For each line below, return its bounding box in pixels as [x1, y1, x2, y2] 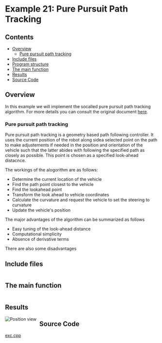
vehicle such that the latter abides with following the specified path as [5, 147, 145, 153]
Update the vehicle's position [12, 207, 71, 213]
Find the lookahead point [12, 187, 62, 192]
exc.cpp [5, 332, 21, 338]
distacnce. [5, 157, 26, 163]
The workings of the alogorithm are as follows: [5, 167, 98, 173]
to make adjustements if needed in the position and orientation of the [5, 142, 143, 148]
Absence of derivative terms [12, 236, 69, 242]
